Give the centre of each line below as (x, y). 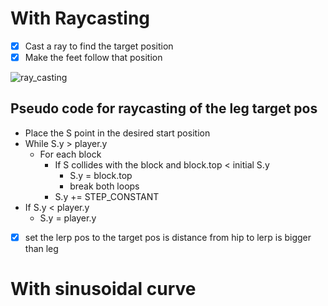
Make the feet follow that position (93, 57)
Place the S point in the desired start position (117, 133)
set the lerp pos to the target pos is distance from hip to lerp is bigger (168, 237)
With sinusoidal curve (103, 289)
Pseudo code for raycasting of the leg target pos (164, 108)
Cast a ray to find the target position (99, 46)
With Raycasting (80, 18)
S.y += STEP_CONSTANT (107, 196)
